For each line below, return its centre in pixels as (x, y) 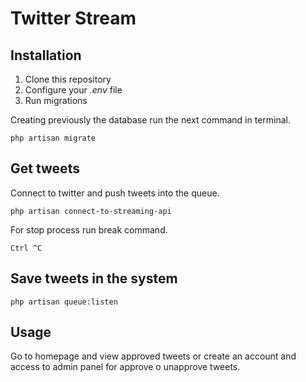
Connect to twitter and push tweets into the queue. (115, 193)
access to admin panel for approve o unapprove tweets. (125, 367)
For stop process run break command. (89, 229)
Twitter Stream (73, 18)
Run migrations (56, 100)
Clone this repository (68, 79)
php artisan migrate (53, 138)
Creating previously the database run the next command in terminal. (150, 120)
